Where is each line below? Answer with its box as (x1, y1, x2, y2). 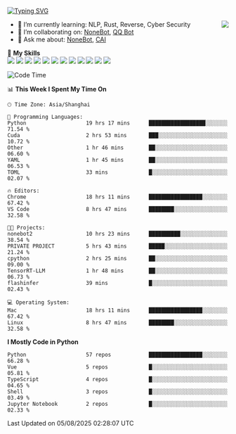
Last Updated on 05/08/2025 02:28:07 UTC (7, 419, 135, 427)
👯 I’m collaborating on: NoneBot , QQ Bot (17, 28, 134, 36)
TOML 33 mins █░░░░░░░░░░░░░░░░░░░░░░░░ (7, 169, 228, 176)
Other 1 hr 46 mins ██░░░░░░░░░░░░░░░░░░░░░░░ (7, 144, 228, 151)
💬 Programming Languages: (7, 113, 83, 120)
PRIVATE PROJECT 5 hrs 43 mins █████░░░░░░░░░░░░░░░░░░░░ (7, 243, 228, 250)
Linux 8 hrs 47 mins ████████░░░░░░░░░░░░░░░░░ (7, 319, 228, 326)
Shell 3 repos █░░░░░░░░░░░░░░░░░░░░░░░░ (7, 388, 228, 395)
